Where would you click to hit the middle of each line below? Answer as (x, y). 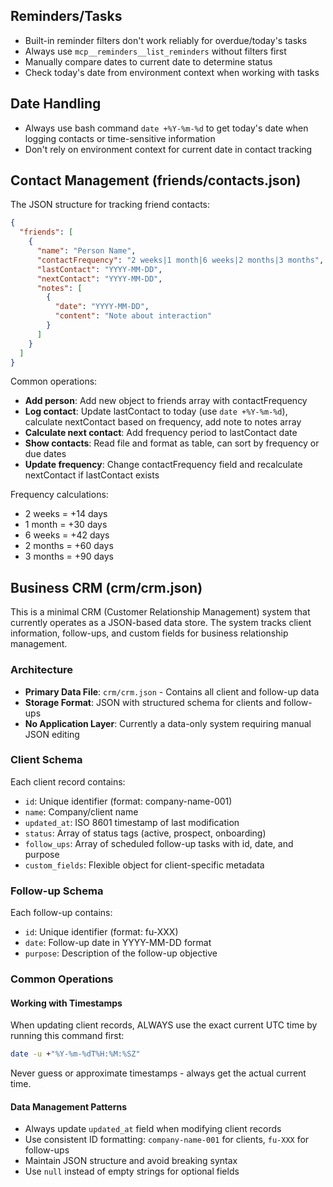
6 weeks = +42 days (67, 535)
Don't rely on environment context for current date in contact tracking (168, 149)
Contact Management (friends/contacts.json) (156, 180)
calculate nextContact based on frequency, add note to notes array (163, 422)
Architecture (42, 670)
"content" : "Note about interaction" (133, 316)
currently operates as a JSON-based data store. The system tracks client (161, 623)
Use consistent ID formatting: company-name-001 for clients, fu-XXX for (167, 1140)
